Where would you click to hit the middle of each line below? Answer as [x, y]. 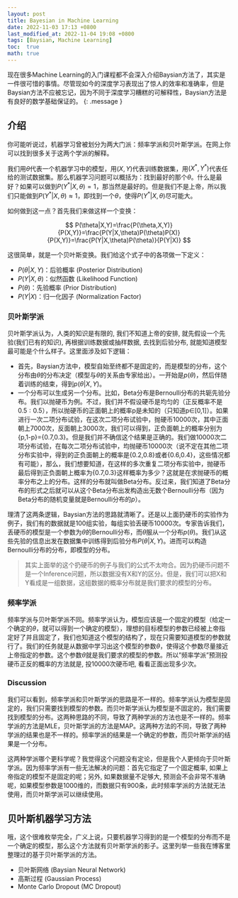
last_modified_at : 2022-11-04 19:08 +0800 [71, 34]
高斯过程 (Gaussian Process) [59, 879]
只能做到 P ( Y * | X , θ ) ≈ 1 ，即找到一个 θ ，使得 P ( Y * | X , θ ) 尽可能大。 [105, 195]
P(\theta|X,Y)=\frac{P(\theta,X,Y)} [124, 225]
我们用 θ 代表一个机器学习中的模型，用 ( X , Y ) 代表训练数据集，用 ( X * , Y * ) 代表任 [118, 168]
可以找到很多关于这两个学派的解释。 [60, 153]
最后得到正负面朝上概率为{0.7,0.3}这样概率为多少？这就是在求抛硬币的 [120, 472]
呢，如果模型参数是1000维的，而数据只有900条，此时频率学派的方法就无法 [117, 785]
